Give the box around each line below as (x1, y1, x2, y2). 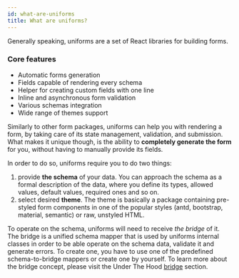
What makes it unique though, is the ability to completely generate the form (7, 137, 232, 146)
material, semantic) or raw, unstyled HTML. (17, 210, 145, 219)
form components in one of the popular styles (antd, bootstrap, (38, 202, 223, 211)
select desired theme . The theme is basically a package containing (17, 195, 215, 204)
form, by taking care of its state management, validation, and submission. (7, 130, 223, 138)
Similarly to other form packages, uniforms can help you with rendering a (7, 122, 223, 130)
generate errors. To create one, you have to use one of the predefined (7, 247, 214, 255)
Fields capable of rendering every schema (17, 78, 143, 86)
